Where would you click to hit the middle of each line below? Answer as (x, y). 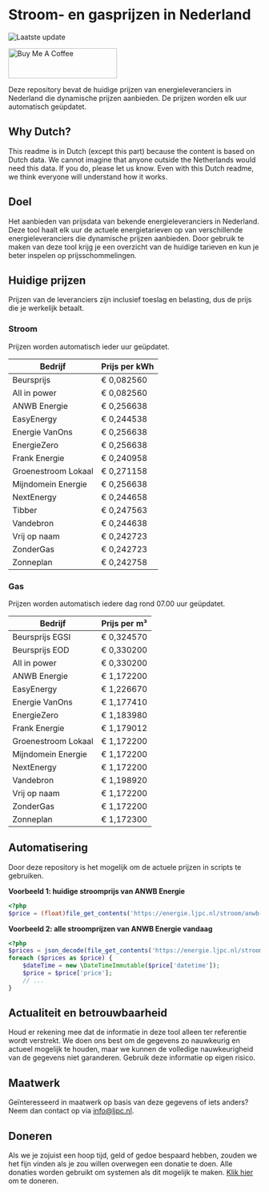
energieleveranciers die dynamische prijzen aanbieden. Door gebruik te (126, 238)
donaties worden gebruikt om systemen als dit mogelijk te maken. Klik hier (131, 1173)
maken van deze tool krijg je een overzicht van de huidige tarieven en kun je (134, 247)
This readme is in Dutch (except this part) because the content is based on (131, 151)
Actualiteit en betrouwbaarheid (88, 1013)
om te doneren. (34, 1181)
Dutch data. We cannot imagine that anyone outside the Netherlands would (132, 160)
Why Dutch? (40, 132)
